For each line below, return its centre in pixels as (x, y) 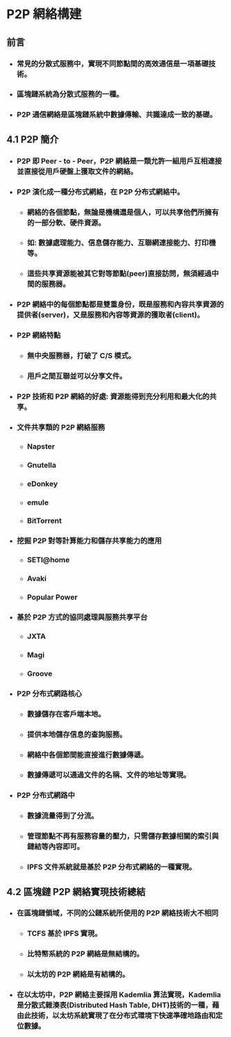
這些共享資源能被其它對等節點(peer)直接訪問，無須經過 (119, 274)
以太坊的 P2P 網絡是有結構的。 (78, 974)
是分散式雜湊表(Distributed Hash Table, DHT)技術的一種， (114, 1005)
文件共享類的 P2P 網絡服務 (61, 427)
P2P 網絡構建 (44, 14)
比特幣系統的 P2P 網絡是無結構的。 (85, 954)
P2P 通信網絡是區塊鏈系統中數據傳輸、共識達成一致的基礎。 (117, 115)
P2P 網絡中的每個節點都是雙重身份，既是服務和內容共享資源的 (120, 304)
